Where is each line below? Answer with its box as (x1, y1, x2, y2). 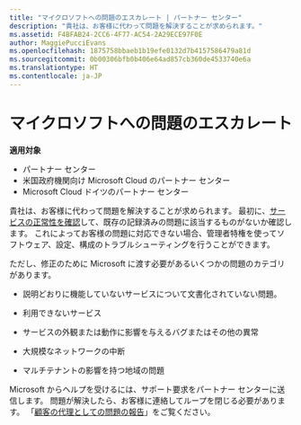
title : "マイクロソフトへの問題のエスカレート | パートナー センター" (9, 13, 243, 22)
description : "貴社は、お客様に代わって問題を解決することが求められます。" (9, 22, 263, 31)
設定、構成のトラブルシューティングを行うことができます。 (55, 239, 276, 250)
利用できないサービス (22, 307, 102, 318)
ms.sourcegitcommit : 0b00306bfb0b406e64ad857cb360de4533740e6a (9, 55, 252, 64)
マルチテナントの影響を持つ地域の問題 (22, 365, 164, 376)
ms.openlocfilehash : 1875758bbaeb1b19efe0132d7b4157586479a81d (9, 47, 252, 56)
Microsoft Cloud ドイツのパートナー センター (22, 186, 190, 197)
